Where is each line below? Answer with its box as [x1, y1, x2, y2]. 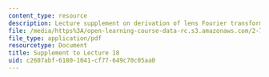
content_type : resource [8, 11, 88, 20]
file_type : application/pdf [8, 34, 102, 43]
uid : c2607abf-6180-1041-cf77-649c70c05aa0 [8, 57, 156, 65]
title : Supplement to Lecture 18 [8, 49, 120, 57]
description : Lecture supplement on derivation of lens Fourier [8, 19, 227, 27]
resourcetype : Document [8, 42, 88, 50]
